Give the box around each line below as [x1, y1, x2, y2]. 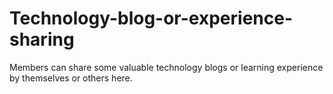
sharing [9, 28, 75, 51]
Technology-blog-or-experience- [9, 7, 294, 30]
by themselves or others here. [9, 72, 133, 84]
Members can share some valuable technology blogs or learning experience [9, 61, 324, 73]
